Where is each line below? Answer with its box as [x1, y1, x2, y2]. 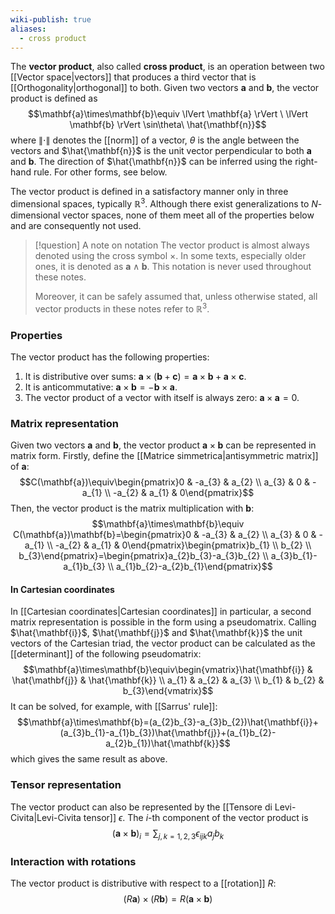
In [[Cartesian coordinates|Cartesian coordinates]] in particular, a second [10, 606, 312, 618]
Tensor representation [10, 778, 122, 792]
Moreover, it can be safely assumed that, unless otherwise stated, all [34, 291, 318, 303]
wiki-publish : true [10, 14, 92, 25]
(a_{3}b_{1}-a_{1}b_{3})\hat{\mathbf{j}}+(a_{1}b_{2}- [59, 727, 277, 739]
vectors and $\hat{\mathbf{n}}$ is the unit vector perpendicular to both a [10, 145, 312, 157]
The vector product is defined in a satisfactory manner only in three [10, 186, 289, 198]
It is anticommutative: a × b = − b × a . [24, 381, 178, 393]
